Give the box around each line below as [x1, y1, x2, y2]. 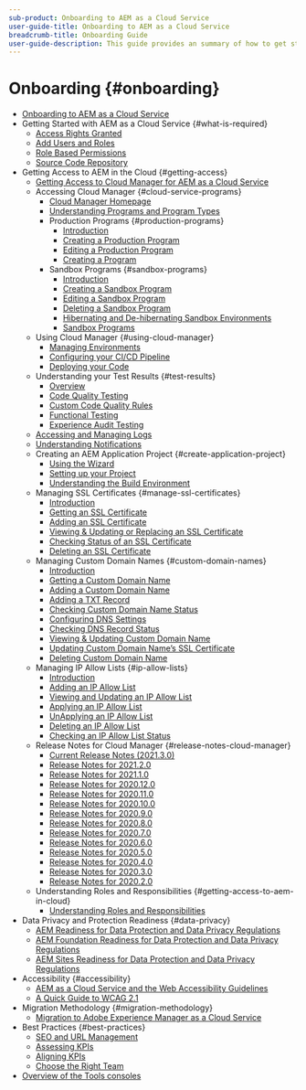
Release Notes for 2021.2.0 [48, 760, 152, 771]
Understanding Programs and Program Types [48, 206, 220, 217]
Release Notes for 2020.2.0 [48, 876, 153, 887]
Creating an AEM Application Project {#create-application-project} [35, 449, 287, 460]
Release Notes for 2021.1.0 [48, 769, 150, 780]
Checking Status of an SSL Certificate [48, 536, 193, 547]
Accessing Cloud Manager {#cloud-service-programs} [35, 187, 242, 198]
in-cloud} [35, 895, 71, 906]
